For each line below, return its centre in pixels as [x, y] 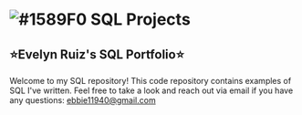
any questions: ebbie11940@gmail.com [83, 100]
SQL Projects [141, 20]
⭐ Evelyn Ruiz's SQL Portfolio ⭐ [97, 54]
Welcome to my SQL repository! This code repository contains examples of [151, 81]
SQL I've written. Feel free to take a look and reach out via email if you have [151, 90]
